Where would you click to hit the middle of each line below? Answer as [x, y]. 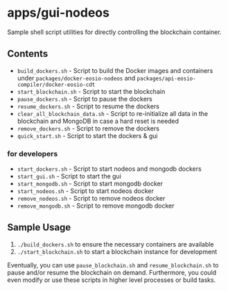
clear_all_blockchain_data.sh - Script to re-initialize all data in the [113, 113]
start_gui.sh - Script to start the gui [69, 176]
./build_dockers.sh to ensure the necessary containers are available [115, 244]
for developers [33, 153]
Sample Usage [39, 227]
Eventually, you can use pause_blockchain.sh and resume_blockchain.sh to [113, 265]
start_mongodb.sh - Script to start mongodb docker [90, 184]
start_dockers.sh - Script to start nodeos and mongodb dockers [109, 169]
